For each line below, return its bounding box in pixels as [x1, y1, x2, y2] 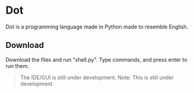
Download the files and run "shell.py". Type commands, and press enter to [5, 56, 187, 63]
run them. [5, 62, 30, 69]
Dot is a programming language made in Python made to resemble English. [5, 23, 189, 30]
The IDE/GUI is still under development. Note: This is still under [20, 73, 174, 81]
